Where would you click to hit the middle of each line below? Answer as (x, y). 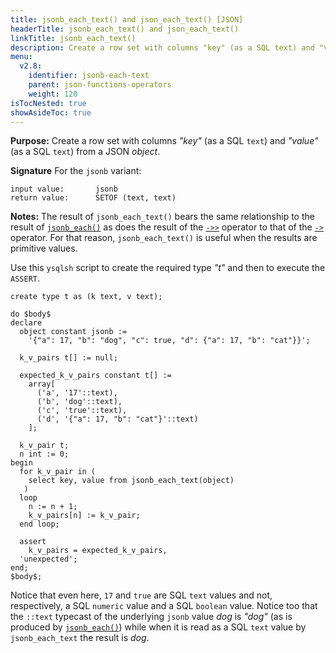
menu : (21, 57)
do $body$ (31, 314)
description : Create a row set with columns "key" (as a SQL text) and (162, 47)
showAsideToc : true (51, 112)
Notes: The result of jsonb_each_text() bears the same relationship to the (162, 217)
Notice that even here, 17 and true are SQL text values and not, (141, 595)
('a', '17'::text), (77, 393)
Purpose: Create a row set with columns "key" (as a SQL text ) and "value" (164, 141)
